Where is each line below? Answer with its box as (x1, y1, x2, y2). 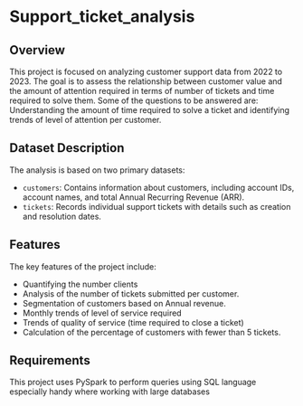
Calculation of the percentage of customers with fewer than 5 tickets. (22, 326, 281, 337)
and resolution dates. (22, 211, 102, 222)
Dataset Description (9, 140, 125, 156)
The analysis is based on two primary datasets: (9, 165, 185, 175)
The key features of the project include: (9, 260, 156, 272)
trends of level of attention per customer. (9, 115, 162, 125)
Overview (9, 42, 66, 58)
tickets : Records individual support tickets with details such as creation (22, 201, 291, 212)
